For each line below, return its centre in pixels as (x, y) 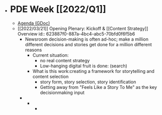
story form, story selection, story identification (88, 82)
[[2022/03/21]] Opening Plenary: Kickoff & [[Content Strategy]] (83, 28)
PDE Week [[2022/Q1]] (58, 9)
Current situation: (51, 55)
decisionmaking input (62, 92)
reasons (33, 50)
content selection (51, 76)
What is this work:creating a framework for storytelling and (94, 71)
